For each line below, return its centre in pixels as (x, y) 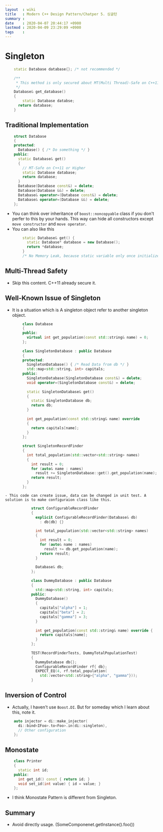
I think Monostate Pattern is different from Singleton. (65, 797)
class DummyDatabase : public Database (71, 580)
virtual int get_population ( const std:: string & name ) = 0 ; (88, 338)
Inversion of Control (36, 696)
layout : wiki (20, 9)
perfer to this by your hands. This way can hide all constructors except (83, 218)
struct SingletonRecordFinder (53, 446)
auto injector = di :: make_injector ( (51, 721)
